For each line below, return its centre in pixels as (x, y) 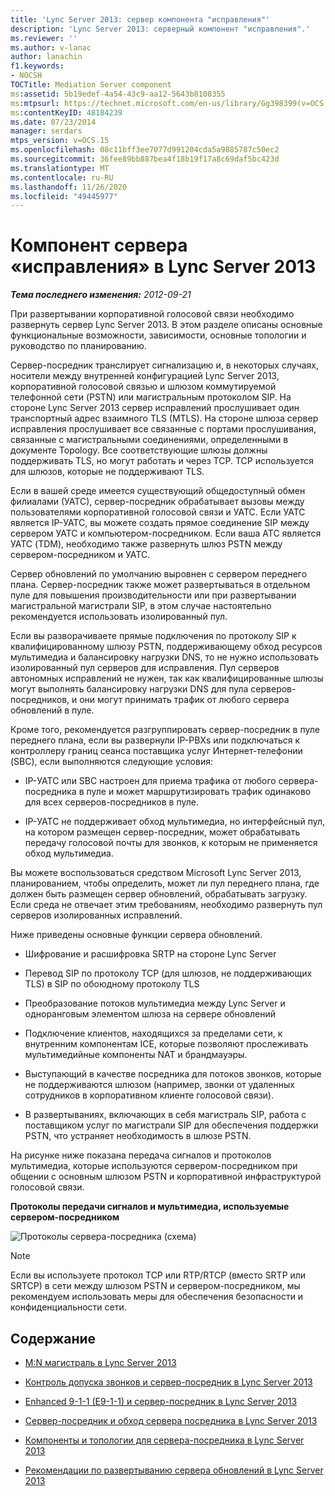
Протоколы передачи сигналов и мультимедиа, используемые (150, 1207)
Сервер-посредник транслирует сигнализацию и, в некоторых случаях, (165, 365)
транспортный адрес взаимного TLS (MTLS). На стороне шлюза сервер (164, 418)
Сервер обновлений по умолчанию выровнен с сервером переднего (159, 574)
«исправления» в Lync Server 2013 (163, 267)
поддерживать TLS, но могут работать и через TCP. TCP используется (162, 461)
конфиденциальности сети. (68, 1307)
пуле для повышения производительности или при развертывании (153, 595)
